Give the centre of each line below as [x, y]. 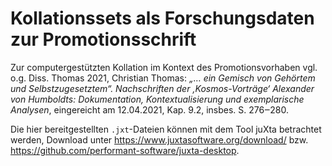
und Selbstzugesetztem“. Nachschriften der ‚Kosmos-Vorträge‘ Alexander [162, 88]
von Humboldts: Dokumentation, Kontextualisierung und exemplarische [157, 99]
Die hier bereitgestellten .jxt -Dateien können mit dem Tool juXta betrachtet [166, 129]
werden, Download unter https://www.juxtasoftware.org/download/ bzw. [159, 139]
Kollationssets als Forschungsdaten [162, 18]
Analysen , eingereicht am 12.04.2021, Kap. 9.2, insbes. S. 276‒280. [149, 109]
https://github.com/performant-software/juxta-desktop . [125, 150]
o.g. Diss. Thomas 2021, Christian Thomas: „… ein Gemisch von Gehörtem [163, 78]
